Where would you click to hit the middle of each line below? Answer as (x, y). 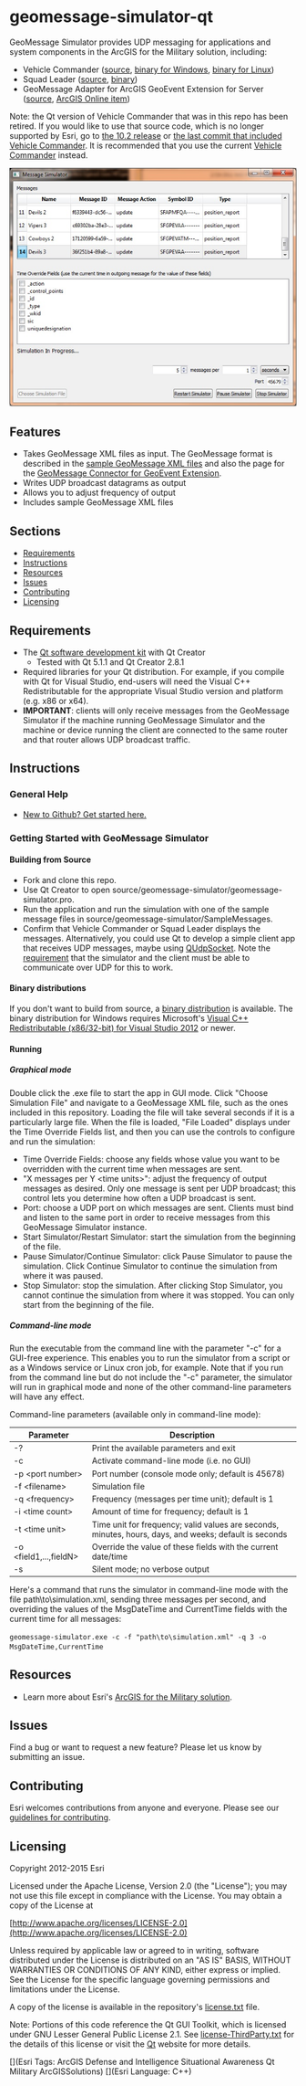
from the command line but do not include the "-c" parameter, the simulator (151, 1377)
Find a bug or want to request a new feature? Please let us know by (136, 1747)
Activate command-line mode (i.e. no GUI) (172, 1461)
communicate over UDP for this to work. (98, 967)
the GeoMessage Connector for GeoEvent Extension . (122, 473)
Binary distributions (48, 988)
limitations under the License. (65, 1989)
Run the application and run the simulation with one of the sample (146, 909)
